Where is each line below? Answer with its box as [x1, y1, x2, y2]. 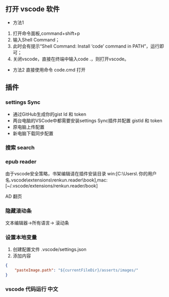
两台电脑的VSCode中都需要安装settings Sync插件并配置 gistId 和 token [12, 117, 162, 124]
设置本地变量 [5, 234, 37, 241]
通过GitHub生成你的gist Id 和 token [12, 111, 87, 117]
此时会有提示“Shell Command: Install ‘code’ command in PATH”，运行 [12, 43, 160, 49]
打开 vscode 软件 [5, 5, 60, 14]
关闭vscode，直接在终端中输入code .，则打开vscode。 [12, 56, 129, 62]
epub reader [5, 158, 37, 165]
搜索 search [5, 144, 35, 151]
